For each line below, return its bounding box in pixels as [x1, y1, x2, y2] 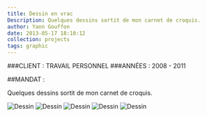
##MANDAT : [7, 75, 45, 84]
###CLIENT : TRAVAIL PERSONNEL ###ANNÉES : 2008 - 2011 [7, 62, 186, 70]
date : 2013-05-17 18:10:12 [7, 29, 86, 37]
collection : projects [7, 36, 70, 43]
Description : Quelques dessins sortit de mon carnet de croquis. [7, 17, 201, 24]
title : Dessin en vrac [7, 10, 73, 17]
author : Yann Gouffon [7, 23, 70, 30]
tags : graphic [7, 42, 49, 49]
